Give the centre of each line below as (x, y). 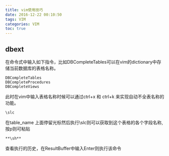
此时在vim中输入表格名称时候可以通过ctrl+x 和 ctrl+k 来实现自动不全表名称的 (85, 96)
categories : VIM (22, 24)
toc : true (16, 29)
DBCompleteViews (22, 86)
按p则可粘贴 (18, 129)
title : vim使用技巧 (24, 10)
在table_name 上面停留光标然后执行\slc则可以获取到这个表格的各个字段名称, (84, 122)
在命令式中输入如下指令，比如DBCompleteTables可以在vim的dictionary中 (81, 62)
